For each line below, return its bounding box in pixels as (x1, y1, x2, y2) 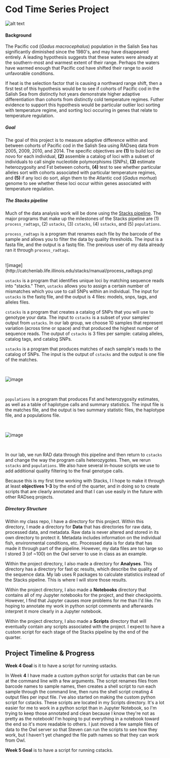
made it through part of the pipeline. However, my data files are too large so (5, 545, 163, 552)
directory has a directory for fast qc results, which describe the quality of (5, 566, 158, 572)
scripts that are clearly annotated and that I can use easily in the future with (5, 489, 163, 495)
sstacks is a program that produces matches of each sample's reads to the (5, 346, 161, 352)
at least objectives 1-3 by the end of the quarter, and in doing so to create (5, 483, 160, 489)
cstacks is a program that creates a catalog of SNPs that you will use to (5, 309, 154, 315)
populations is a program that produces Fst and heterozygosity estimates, (5, 396, 160, 402)
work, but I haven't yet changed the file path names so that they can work (5, 732, 159, 738)
